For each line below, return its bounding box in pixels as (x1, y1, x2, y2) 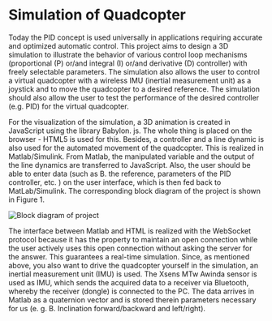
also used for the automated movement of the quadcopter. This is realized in (8, 143, 264, 152)
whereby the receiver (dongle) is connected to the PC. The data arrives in (8, 286, 255, 296)
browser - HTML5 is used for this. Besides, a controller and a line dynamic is (8, 134, 265, 143)
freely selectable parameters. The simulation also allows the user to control (8, 66, 260, 76)
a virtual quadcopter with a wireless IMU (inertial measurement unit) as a (8, 75, 252, 85)
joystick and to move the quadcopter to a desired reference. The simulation (8, 83, 261, 94)
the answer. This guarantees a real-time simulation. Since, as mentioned (8, 251, 250, 261)
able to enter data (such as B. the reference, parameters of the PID (8, 169, 231, 178)
